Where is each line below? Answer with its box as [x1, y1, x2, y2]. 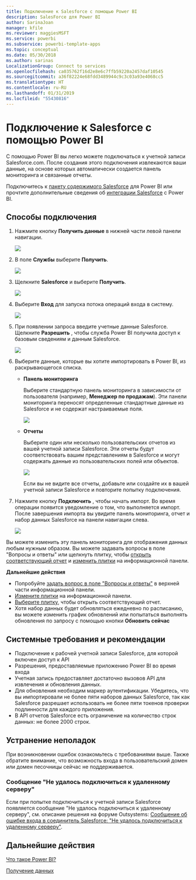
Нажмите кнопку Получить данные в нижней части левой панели [14, 228, 181, 235]
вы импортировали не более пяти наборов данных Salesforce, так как [14, 693, 190, 700]
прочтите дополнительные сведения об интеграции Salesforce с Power [6, 189, 184, 196]
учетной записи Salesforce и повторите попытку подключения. [23, 487, 181, 494]
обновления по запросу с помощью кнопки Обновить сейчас [14, 617, 170, 624]
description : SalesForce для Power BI [6, 14, 101, 20]
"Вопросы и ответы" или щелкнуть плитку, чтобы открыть [6, 551, 152, 558]
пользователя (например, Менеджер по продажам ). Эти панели [23, 393, 187, 400]
